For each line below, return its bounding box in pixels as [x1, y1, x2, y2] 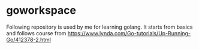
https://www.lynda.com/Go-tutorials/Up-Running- [67, 29, 191, 36]
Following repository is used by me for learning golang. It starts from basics [6, 23, 193, 30]
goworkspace [6, 4, 77, 17]
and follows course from [6, 29, 67, 36]
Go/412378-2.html [6, 36, 51, 43]
